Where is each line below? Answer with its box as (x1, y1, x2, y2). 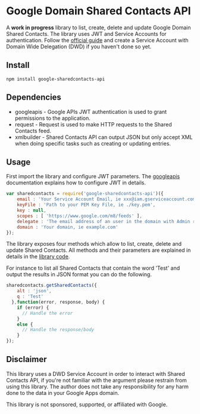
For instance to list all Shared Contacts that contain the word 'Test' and (6, 264, 180, 272)
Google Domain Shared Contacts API (6, 4, 192, 18)
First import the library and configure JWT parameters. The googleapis (6, 173, 180, 180)
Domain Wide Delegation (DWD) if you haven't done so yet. (6, 43, 152, 50)
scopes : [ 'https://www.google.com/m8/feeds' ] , (17, 213, 143, 219)
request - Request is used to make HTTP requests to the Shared (14, 121, 172, 128)
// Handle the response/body (21, 327, 95, 333)
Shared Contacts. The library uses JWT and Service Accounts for (6, 30, 167, 37)
